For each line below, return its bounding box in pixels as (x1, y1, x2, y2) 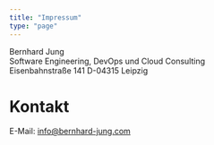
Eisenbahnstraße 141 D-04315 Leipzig (9, 64, 149, 76)
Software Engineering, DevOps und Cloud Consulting (9, 55, 206, 66)
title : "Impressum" (9, 13, 82, 22)
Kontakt (9, 96, 70, 116)
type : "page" (9, 21, 58, 30)
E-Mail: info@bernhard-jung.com (9, 126, 132, 137)
